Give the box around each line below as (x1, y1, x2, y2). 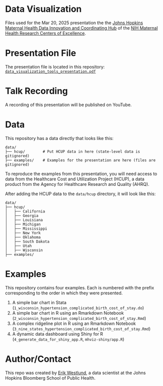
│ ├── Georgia (5, 213, 39, 218)
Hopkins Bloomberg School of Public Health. (5, 375, 96, 381)
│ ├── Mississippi (5, 226, 48, 231)
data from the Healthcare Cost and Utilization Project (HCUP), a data (5, 176, 145, 182)
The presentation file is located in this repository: (5, 64, 105, 70)
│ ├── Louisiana (5, 217, 43, 222)
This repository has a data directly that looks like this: (5, 135, 114, 141)
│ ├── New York (5, 230, 41, 235)
